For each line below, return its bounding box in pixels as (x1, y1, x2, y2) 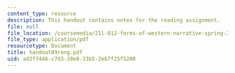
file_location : (7, 29, 52, 37)
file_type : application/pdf (7, 36, 90, 43)
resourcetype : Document (7, 42, 77, 49)
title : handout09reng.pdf (7, 49, 83, 56)
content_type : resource (7, 10, 77, 17)
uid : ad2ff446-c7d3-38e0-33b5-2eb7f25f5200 (7, 56, 136, 63)
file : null (7, 23, 39, 30)
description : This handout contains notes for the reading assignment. (7, 17, 220, 24)
